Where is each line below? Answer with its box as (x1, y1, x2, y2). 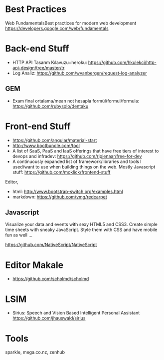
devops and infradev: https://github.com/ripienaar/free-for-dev (12, 153, 142, 159)
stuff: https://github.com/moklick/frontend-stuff (12, 169, 111, 175)
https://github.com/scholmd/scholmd (12, 276, 89, 282)
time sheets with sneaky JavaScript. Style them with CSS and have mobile (5, 226, 158, 233)
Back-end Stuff (5, 43, 69, 54)
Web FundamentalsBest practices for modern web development (5, 20, 137, 26)
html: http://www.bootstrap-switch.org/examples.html (12, 188, 123, 194)
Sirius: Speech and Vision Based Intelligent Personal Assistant (12, 310, 140, 316)
